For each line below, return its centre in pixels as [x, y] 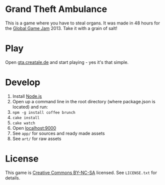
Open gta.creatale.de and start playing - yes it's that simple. [67, 62]
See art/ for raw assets [37, 139]
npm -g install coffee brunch [44, 112]
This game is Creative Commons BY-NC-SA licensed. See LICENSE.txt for [81, 173]
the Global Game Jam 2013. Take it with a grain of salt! [61, 28]
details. [13, 178]
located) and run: [30, 107]
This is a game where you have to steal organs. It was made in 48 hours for [82, 23]
